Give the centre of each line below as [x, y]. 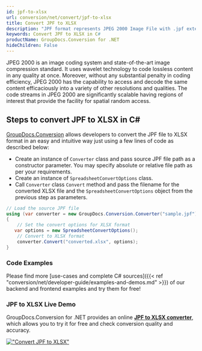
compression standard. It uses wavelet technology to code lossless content [100, 69]
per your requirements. [43, 172]
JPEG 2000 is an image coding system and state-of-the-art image [88, 62]
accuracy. [19, 330]
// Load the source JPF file [43, 208]
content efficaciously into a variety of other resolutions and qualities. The [97, 88]
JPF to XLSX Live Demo [41, 304]
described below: [28, 147]
